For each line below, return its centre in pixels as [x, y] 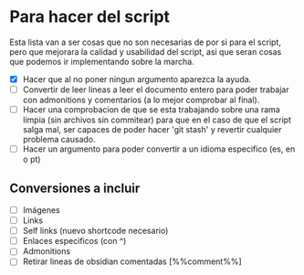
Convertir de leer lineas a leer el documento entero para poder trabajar [156, 90]
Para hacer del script [90, 17]
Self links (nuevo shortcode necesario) [95, 231]
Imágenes [42, 210]
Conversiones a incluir [75, 188]
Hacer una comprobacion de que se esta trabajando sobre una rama [151, 110]
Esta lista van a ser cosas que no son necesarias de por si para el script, [145, 42]
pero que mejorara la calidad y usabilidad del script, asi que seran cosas [146, 51]
